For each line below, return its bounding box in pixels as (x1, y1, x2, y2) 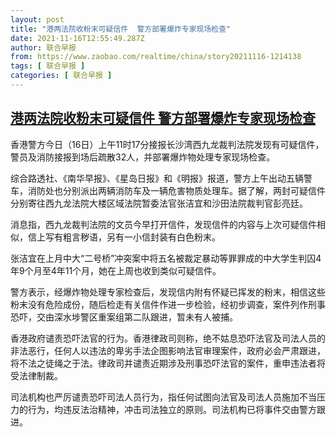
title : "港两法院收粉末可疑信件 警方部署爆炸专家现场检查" (10, 24, 232, 34)
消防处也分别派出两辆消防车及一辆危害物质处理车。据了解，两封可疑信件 (27, 184, 326, 196)
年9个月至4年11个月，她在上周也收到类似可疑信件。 (10, 264, 222, 276)
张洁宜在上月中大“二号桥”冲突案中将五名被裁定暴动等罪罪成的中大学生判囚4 (10, 252, 322, 264)
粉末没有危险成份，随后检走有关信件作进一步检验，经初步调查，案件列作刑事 (10, 298, 326, 310)
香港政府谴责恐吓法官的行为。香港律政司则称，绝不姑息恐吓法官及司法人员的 (10, 332, 326, 344)
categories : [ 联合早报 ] (10, 71, 113, 81)
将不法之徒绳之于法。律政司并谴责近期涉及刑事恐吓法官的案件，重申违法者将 (10, 357, 326, 369)
